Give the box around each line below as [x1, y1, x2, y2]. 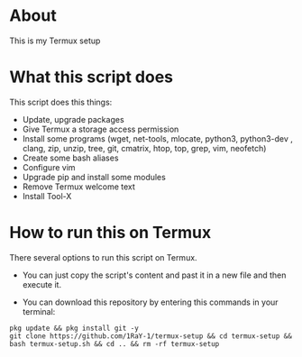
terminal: [22, 306, 56, 316]
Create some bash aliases [22, 152, 119, 163]
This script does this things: [9, 96, 113, 107]
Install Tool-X [22, 190, 72, 201]
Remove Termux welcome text [22, 181, 135, 192]
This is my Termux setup [9, 35, 101, 46]
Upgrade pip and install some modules [22, 171, 167, 182]
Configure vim [22, 161, 76, 172]
